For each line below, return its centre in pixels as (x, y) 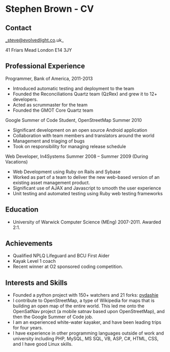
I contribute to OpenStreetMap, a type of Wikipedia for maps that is (83, 301)
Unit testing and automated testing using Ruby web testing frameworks (88, 193)
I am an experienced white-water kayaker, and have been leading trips (87, 322)
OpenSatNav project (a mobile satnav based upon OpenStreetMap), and (89, 312)
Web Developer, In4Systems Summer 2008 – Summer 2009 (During (77, 156)
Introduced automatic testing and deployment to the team (73, 88)
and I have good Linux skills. (42, 344)
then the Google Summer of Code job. (53, 317)
